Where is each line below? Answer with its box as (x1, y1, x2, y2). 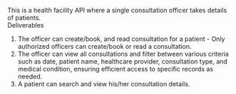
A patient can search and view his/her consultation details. (17, 80, 190, 88)
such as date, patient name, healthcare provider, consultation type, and (17, 57, 228, 66)
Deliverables (7, 21, 44, 29)
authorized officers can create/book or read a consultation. (17, 42, 192, 50)
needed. (17, 72, 43, 81)
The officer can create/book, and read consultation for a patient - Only (17, 35, 225, 43)
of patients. (7, 13, 41, 22)
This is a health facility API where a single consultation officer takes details (7, 6, 227, 14)
